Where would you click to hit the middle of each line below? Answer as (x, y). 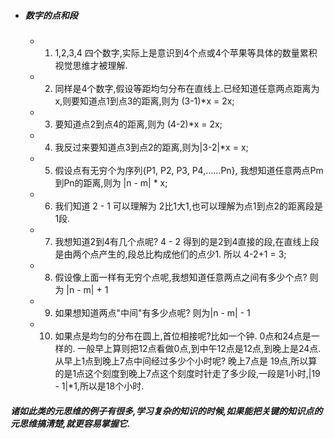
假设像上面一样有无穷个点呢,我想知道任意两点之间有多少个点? (181, 277)
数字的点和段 (51, 15)
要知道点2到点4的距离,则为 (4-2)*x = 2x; (138, 124)
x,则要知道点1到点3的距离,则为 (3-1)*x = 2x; (144, 101)
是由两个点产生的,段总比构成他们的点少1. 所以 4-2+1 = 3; (170, 254)
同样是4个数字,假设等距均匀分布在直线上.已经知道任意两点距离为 (187, 88)
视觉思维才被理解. (91, 65)
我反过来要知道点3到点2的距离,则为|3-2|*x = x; (151, 147)
